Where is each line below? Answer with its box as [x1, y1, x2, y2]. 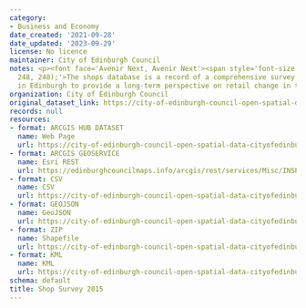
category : [9, 13, 47, 23]
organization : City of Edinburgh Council [9, 89, 169, 98]
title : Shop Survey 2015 [9, 284, 104, 293]
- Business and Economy [9, 22, 100, 31]
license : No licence [9, 47, 88, 56]
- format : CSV [9, 174, 64, 183]
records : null [9, 107, 64, 116]
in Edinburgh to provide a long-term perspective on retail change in [17, 81, 291, 90]
